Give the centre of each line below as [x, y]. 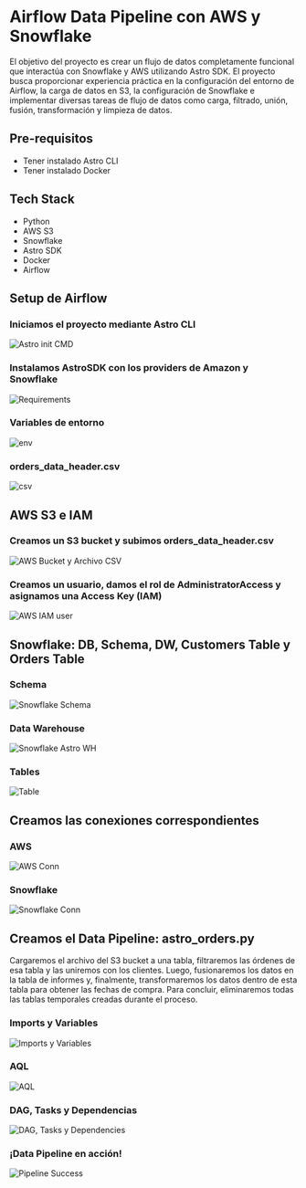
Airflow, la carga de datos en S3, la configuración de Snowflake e [132, 90]
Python [36, 221]
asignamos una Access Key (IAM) [86, 595]
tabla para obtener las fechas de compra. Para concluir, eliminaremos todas [152, 990]
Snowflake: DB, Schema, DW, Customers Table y [150, 644]
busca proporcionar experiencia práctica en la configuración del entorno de [152, 80]
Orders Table [47, 659]
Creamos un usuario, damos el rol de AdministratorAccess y [145, 584]
